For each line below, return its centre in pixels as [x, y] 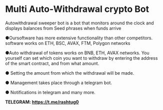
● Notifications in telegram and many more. [50, 92]
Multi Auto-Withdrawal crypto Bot [77, 9]
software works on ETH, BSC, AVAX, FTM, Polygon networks [68, 43]
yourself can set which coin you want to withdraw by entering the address [81, 58]
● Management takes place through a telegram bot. [59, 83]
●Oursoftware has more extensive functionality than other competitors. [79, 38]
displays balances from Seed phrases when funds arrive [63, 28]
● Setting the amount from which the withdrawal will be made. [70, 73]
